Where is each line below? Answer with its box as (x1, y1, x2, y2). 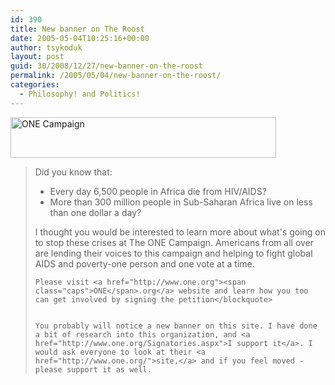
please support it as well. (34, 364, 152, 375)
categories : (10, 80, 60, 90)
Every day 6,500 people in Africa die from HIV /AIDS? (49, 185, 267, 197)
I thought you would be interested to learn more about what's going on (34, 226, 327, 238)
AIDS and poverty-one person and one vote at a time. (34, 257, 255, 270)
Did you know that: (34, 166, 113, 178)
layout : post (10, 52, 65, 62)
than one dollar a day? (49, 206, 142, 218)
